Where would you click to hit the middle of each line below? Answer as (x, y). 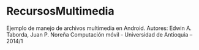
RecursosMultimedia (60, 11)
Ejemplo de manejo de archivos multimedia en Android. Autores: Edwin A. (99, 28)
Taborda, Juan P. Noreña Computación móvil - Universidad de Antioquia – (99, 34)
